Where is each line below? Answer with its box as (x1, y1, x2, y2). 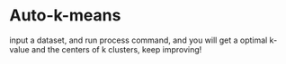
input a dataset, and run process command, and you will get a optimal (9, 35, 268, 45)
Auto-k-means (9, 5, 121, 26)
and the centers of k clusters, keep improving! (31, 44, 202, 54)
